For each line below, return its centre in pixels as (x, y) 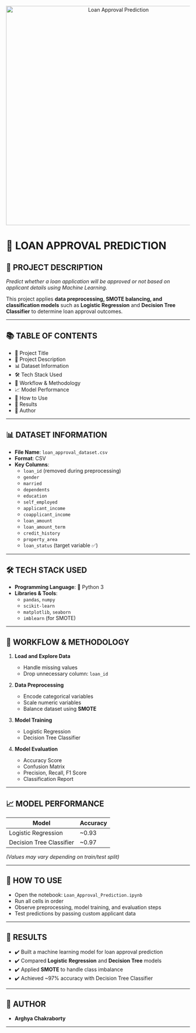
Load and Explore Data (43, 656)
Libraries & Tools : (36, 593)
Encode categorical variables (58, 697)
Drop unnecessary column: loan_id (66, 674)
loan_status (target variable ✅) (60, 545)
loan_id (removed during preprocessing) (72, 470)
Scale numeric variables (52, 703)
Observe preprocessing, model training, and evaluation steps (88, 907)
